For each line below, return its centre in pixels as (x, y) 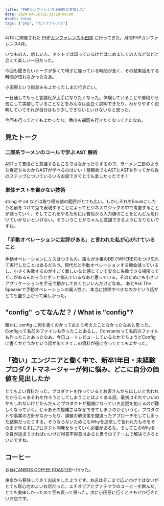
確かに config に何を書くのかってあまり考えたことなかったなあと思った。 (79, 325)
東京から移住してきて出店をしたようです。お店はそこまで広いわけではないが (82, 480)
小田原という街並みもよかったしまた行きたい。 (52, 87)
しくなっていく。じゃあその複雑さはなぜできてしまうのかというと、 (74, 410)
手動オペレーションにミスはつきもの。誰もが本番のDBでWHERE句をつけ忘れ (82, 259)
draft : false (18, 19)
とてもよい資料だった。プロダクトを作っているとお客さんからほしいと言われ (82, 391)
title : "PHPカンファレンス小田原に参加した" (46, 10)
